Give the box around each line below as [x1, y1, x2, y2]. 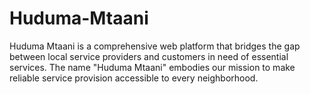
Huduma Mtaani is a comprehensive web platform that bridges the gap [9, 40, 301, 52]
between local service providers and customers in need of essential [9, 50, 289, 62]
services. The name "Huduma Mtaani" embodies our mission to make [9, 61, 296, 73]
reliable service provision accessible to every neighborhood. [9, 72, 259, 84]
